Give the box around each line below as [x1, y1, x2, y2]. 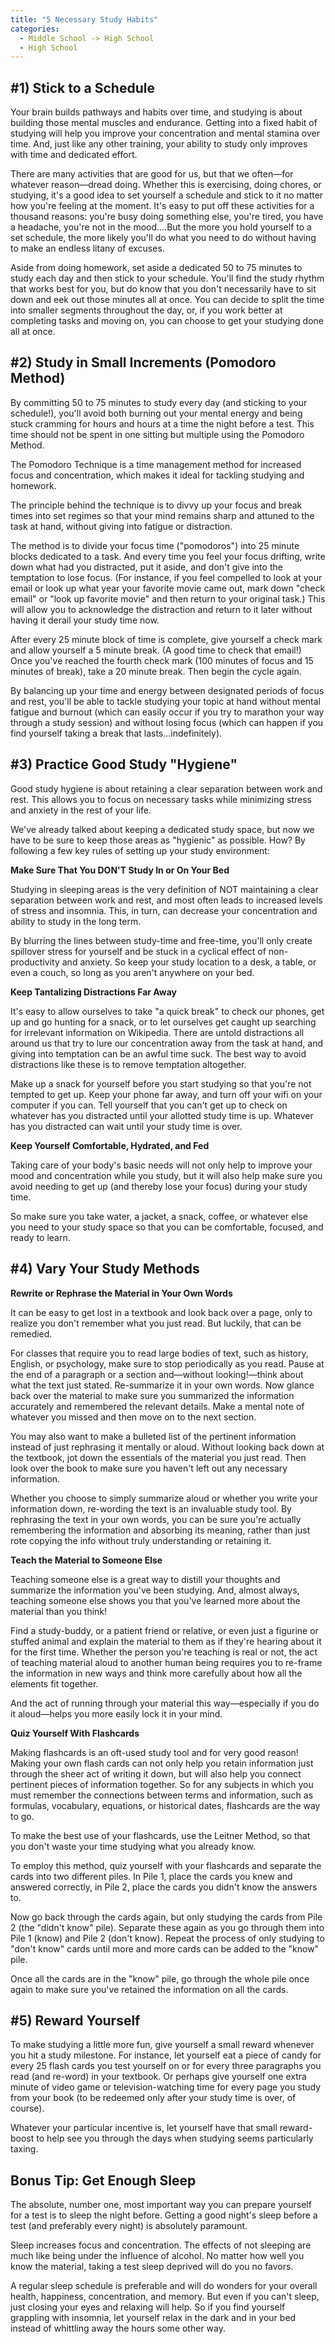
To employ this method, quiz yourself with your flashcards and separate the [10, 1859, 322, 1871]
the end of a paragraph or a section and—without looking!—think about [10, 1368, 304, 1380]
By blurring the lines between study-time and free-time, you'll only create [10, 934, 313, 946]
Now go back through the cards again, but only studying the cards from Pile [10, 1911, 323, 1923]
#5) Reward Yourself [10, 2012, 141, 2029]
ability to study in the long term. [10, 915, 142, 927]
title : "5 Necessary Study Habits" [10, 14, 159, 25]
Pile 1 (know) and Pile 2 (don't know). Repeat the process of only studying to [10, 1932, 325, 1944]
